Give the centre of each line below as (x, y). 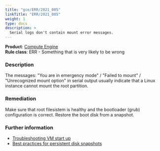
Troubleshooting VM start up (41, 138)
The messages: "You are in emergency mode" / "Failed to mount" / (73, 75)
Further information (29, 127)
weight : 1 (15, 19)
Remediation (20, 99)
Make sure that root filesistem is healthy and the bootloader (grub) (73, 110)
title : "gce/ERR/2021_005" (33, 10)
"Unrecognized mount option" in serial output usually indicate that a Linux (80, 81)
